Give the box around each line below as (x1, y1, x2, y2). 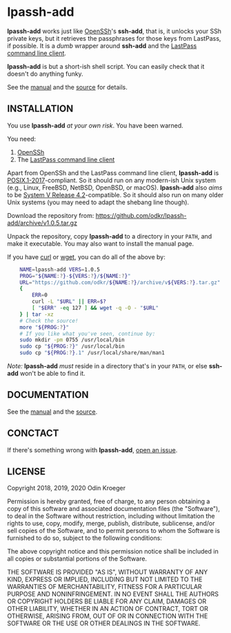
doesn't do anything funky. (7, 70, 84, 78)
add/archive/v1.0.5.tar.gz (7, 219, 78, 227)
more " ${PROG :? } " (19, 323, 70, 331)
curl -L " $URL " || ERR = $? (32, 298, 107, 305)
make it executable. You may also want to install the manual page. (7, 239, 194, 248)
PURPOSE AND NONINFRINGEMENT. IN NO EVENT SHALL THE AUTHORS (7, 590, 219, 599)
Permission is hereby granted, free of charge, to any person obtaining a (7, 497, 210, 505)
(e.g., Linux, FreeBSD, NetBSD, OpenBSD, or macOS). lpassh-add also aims (7, 183, 223, 192)
